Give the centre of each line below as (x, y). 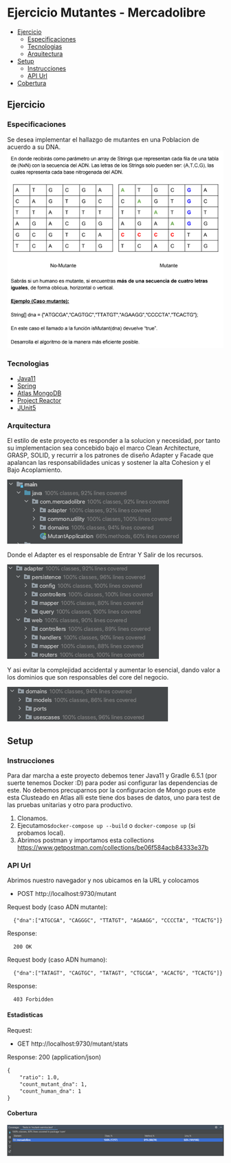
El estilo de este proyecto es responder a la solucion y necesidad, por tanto (114, 441)
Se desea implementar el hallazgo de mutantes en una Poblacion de (103, 139)
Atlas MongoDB (39, 393)
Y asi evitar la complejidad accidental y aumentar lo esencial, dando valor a (114, 670)
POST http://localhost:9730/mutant (67, 894)
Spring (26, 386)
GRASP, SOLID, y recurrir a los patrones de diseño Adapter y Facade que (110, 455)
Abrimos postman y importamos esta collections (86, 840)
